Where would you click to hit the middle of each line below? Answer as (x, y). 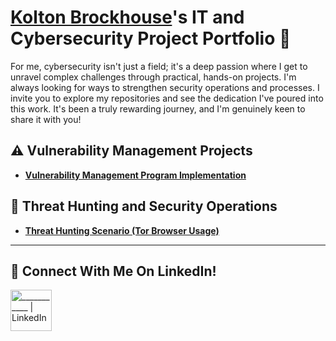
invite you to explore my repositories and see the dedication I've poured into (167, 98)
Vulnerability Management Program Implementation (135, 175)
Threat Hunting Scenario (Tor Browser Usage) (122, 230)
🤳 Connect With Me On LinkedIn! (113, 271)
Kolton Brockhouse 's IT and (127, 17)
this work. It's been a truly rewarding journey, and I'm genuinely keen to (158, 108)
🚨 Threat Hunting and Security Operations (144, 206)
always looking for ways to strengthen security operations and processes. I (165, 87)
